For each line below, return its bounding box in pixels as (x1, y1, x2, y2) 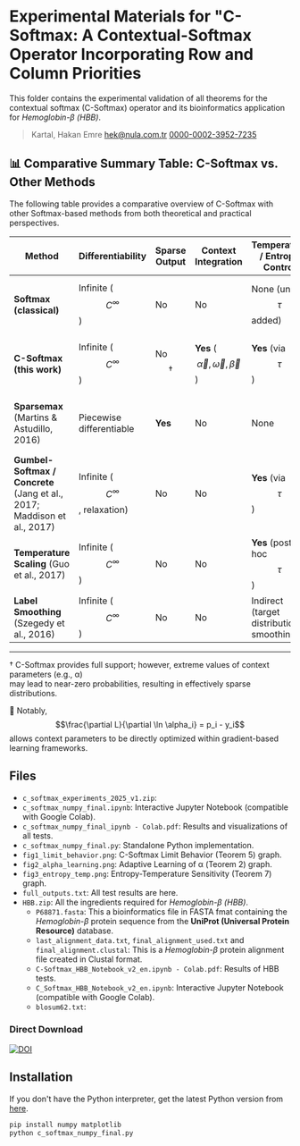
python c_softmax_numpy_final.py (9, 1128, 134, 1137)
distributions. (9, 687, 58, 698)
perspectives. (9, 217, 60, 228)
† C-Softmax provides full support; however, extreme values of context (9, 659, 270, 670)
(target (251, 605, 280, 618)
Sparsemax (13, 400, 64, 412)
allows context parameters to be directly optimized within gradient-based (9, 733, 279, 744)
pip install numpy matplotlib (9, 1120, 122, 1129)
